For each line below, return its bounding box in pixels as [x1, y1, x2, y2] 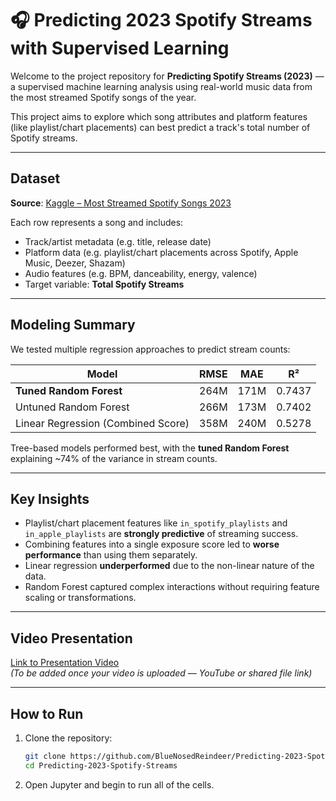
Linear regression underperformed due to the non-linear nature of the [24, 560, 315, 572]
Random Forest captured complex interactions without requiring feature [24, 581, 320, 593]
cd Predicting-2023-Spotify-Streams [24, 760, 178, 771]
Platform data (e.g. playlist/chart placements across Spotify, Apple [24, 246, 299, 258]
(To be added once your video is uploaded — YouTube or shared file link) [10, 667, 313, 679]
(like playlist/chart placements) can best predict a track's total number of [10, 121, 311, 133]
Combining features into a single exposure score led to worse [24, 538, 280, 551]
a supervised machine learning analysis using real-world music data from [10, 80, 313, 92]
